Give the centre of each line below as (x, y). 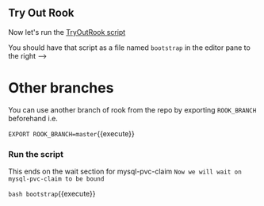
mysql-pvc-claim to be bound (56, 179)
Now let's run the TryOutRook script (67, 32)
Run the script (36, 154)
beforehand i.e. (33, 118)
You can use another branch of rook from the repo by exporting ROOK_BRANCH (132, 109)
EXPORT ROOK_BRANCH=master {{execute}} (71, 133)
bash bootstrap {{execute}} (52, 194)
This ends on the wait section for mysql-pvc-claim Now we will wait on (125, 172)
